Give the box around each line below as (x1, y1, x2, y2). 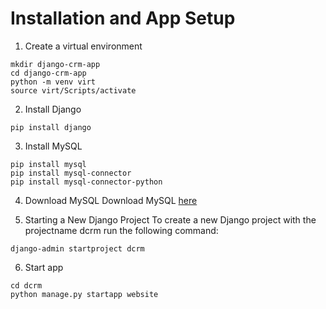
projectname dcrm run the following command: (24, 224, 219, 236)
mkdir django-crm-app (10, 59, 101, 69)
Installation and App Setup (10, 7, 236, 30)
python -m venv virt (10, 77, 97, 87)
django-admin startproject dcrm (10, 243, 145, 254)
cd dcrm (10, 280, 43, 291)
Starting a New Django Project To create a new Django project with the (24, 213, 317, 226)
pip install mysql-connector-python (10, 177, 163, 187)
